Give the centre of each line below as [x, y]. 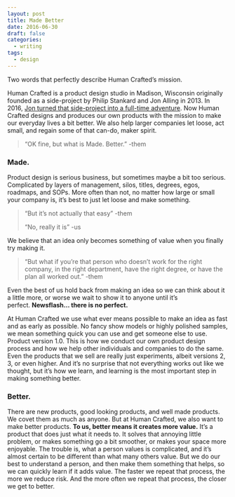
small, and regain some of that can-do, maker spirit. [82, 130]
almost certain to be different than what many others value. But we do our [114, 456]
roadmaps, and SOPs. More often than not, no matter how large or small [111, 192]
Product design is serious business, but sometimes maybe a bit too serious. [116, 178]
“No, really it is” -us [53, 227]
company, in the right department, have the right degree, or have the [123, 269]
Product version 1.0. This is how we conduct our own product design [106, 341]
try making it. [26, 248]
